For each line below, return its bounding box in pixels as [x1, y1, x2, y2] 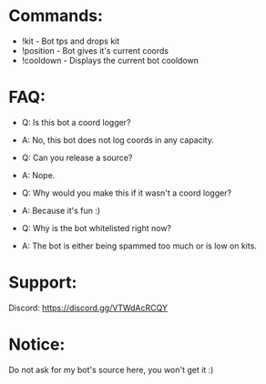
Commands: [8, 5, 104, 26]
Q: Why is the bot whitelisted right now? [21, 222, 172, 233]
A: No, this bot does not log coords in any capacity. [21, 134, 215, 146]
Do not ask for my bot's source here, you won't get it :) [8, 364, 214, 375]
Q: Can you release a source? [21, 152, 133, 163]
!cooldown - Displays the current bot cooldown [21, 55, 199, 66]
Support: [8, 272, 77, 293]
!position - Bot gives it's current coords [21, 45, 169, 56]
